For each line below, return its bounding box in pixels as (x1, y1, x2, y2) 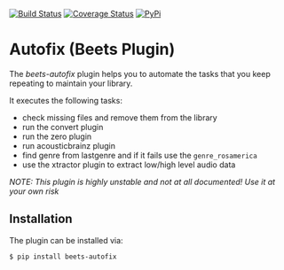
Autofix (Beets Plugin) (9, 40, 176, 59)
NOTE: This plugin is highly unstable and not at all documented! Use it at (9, 176, 276, 187)
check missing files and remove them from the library (21, 112, 217, 123)
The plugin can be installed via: (9, 235, 123, 245)
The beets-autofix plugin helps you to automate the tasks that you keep (9, 68, 271, 79)
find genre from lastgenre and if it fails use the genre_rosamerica (21, 150, 257, 160)
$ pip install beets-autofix (9, 252, 117, 261)
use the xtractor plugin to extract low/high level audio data (21, 159, 236, 170)
